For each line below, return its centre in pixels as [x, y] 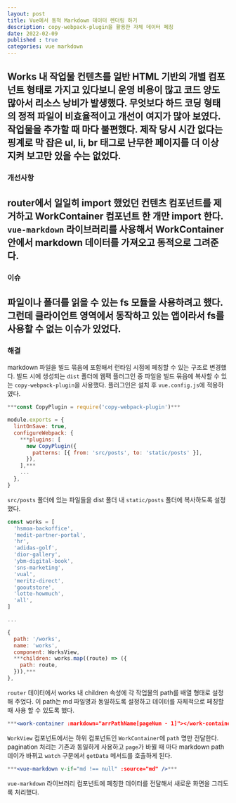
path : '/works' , [37, 639]
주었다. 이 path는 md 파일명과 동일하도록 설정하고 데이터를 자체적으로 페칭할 [119, 701]
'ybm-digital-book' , [44, 561]
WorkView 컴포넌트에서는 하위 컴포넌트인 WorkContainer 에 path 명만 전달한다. [113, 737]
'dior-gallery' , [37, 555]
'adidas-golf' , [36, 548]
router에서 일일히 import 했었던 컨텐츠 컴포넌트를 [110, 203]
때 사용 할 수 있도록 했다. [41, 710]
